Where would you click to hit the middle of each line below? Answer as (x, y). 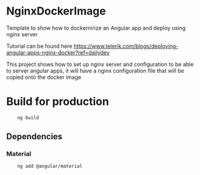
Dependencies (34, 137)
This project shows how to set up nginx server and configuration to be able (100, 64)
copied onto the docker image (44, 77)
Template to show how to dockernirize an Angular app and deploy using (96, 28)
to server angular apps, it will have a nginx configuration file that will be (95, 70)
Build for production (58, 102)
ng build (28, 117)
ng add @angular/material (50, 167)
